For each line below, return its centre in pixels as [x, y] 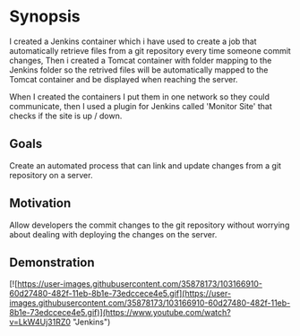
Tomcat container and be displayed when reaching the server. [124, 79]
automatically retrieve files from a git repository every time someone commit [150, 50]
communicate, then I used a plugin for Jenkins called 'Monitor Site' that [141, 106]
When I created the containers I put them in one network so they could [140, 97]
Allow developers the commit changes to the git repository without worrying [150, 225]
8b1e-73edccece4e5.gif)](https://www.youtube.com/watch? [120, 313]
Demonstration [52, 262]
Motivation [40, 203]
